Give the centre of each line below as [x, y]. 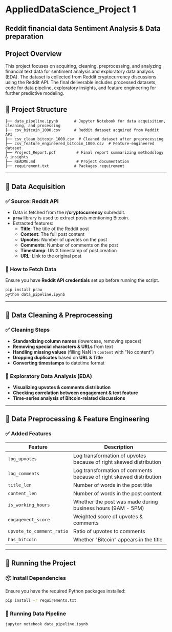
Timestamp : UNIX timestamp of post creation [69, 250]
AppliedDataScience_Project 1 [71, 9]
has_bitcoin [23, 539]
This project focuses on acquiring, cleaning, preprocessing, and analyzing [83, 66]
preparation [25, 36]
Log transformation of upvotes [110, 456]
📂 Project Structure [36, 109]
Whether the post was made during [116, 502]
